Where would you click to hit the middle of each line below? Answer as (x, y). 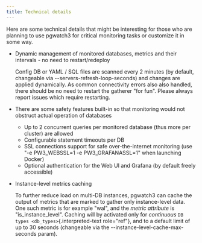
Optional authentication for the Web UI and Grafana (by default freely (110, 165)
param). (48, 233)
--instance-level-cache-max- (147, 227)
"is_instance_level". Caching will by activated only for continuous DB (99, 214)
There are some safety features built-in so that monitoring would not (100, 109)
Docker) (34, 159)
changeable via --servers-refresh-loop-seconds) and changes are (98, 78)
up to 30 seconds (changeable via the (62, 227)
